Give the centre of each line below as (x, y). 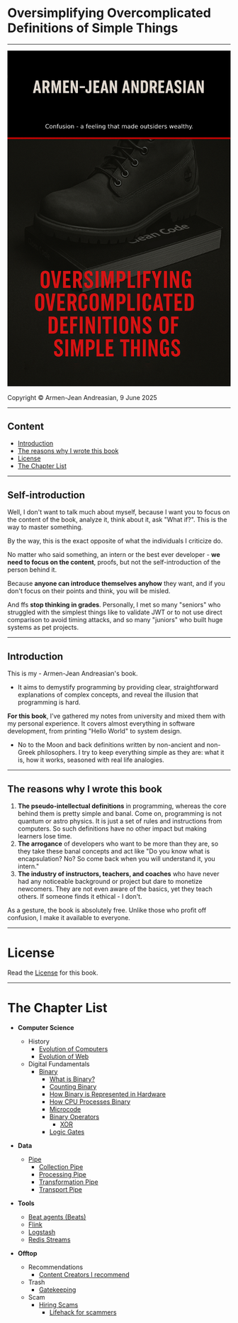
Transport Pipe (61, 1189)
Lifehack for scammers (83, 1312)
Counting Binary (73, 1086)
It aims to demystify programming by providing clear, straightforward (118, 687)
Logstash (42, 1231)
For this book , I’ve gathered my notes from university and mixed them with (116, 716)
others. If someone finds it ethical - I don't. (80, 896)
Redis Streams (49, 1239)
